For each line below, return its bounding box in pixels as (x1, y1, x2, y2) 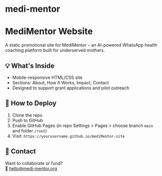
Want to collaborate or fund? (5, 160, 63, 166)
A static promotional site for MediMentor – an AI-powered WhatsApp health (5, 42, 158, 48)
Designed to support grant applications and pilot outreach (12, 85, 130, 91)
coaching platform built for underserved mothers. (5, 48, 105, 53)
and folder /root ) (12, 127, 47, 133)
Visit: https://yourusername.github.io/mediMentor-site (12, 133, 125, 139)
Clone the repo (12, 112, 43, 118)
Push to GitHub (12, 117, 43, 123)
